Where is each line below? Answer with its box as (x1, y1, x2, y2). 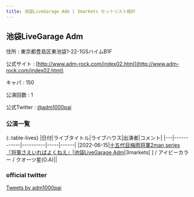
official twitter (6, 171, 47, 179)
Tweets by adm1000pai (6, 184, 62, 191)
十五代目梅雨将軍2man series (110, 141, 181, 149)
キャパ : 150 (6, 79, 34, 86)
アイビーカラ (158, 149, 189, 156)
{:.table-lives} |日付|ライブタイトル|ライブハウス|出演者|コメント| (6, 134, 163, 141)
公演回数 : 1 (6, 92, 33, 98)
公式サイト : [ (6, 61, 38, 68)
